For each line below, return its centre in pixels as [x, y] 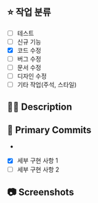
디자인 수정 [32, 76]
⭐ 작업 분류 [29, 12]
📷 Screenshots [40, 192]
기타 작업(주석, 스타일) [47, 85]
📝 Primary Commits [49, 130]
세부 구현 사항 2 [38, 169]
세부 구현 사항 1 [37, 160]
